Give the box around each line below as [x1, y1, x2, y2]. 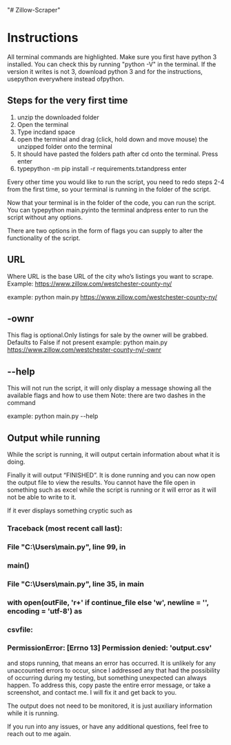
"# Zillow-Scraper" [7, 6, 61, 14]
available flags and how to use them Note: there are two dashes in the [7, 391, 205, 399]
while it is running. [7, 708, 59, 717]
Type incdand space [17, 128, 76, 136]
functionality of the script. [7, 234, 81, 242]
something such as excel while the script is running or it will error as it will [7, 486, 217, 494]
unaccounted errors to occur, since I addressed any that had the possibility [7, 666, 221, 675]
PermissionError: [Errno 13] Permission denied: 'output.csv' [7, 643, 212, 653]
